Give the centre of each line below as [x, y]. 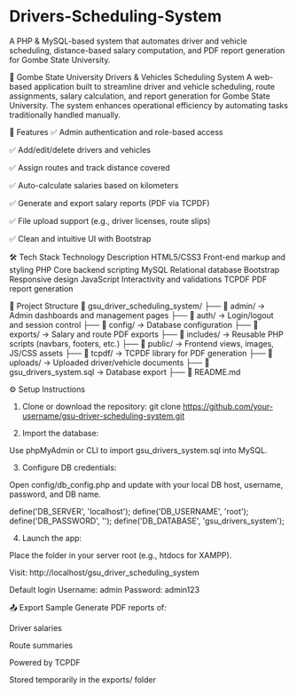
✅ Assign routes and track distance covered [90, 167]
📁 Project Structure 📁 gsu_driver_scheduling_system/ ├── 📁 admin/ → [137, 306]
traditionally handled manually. [65, 115]
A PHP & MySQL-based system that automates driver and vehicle [129, 41]
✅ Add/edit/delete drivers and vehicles [80, 149]
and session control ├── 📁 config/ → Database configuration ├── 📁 [134, 324]
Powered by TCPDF [45, 662]
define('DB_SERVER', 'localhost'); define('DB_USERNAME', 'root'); [129, 511]
